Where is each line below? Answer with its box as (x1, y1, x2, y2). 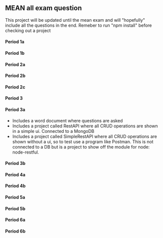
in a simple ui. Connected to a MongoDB (12, 128, 95, 134)
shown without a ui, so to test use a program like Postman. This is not (12, 138, 154, 145)
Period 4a (5, 171, 26, 177)
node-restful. (12, 149, 40, 155)
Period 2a (5, 61, 26, 67)
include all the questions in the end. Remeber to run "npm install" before (5, 22, 152, 28)
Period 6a (5, 217, 26, 223)
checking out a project (5, 27, 51, 34)
